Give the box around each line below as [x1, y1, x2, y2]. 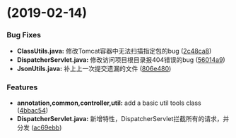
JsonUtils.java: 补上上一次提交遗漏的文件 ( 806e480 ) [16, 65, 172, 73]
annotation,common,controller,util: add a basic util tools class [16, 99, 202, 107]
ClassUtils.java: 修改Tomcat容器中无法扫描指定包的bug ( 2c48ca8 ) [16, 47, 212, 56]
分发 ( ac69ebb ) [16, 123, 62, 132]
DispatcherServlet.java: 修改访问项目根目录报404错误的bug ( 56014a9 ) [16, 56, 225, 64]
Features [6, 82, 38, 92]
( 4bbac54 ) [16, 106, 49, 114]
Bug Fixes [6, 30, 42, 40]
